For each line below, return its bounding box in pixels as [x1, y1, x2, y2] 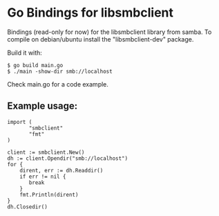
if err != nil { [19, 173, 67, 180]
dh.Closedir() [7, 203, 48, 210]
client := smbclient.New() [7, 149, 85, 156]
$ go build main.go [7, 62, 64, 69]
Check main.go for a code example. [7, 80, 109, 88]
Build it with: [7, 48, 43, 57]
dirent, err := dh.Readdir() [19, 167, 104, 174]
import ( [7, 118, 32, 125]
